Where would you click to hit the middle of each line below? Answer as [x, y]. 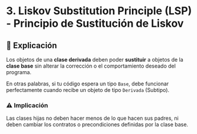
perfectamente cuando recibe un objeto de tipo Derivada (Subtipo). [88, 90]
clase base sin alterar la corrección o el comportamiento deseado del [91, 66]
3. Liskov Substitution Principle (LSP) [99, 11]
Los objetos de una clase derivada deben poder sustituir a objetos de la [95, 60]
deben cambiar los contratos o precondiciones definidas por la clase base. [97, 125]
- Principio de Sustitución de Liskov [95, 23]
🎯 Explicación [32, 45]
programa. [19, 72]
